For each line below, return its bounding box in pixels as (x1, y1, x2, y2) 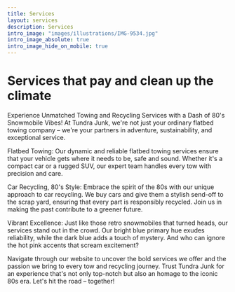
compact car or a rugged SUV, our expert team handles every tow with (7, 162, 212, 170)
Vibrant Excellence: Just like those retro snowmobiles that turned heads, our (7, 218, 228, 227)
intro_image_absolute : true (7, 36, 90, 43)
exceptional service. (7, 133, 66, 141)
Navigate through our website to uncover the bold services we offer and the (7, 254, 227, 263)
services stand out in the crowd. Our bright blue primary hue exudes (7, 225, 205, 235)
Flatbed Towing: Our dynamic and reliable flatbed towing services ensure (7, 146, 219, 155)
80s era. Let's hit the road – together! (7, 277, 115, 285)
